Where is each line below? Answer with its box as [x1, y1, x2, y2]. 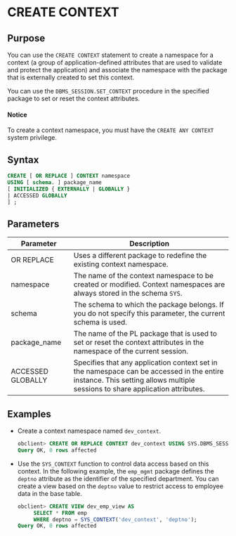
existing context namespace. [73, 259, 169, 269]
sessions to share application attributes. [73, 384, 205, 394]
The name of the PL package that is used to [73, 329, 218, 339]
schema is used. [73, 318, 128, 327]
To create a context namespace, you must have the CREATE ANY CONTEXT [7, 126, 214, 134]
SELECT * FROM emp [33, 509, 88, 516]
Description [129, 239, 170, 249]
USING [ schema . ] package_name [7, 178, 102, 186]
